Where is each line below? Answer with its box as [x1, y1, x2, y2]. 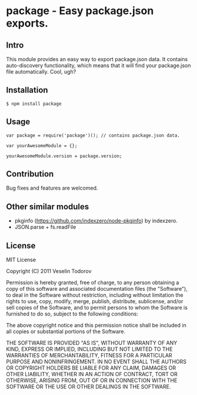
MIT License [6, 256, 36, 263]
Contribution [6, 169, 54, 179]
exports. [6, 16, 49, 30]
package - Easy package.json [6, 4, 154, 18]
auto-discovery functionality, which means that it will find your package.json [6, 62, 191, 69]
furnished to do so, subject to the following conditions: [6, 310, 138, 317]
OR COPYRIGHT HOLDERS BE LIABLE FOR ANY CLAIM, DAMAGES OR [6, 364, 176, 371]
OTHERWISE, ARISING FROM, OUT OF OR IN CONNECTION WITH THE [6, 377, 178, 384]
